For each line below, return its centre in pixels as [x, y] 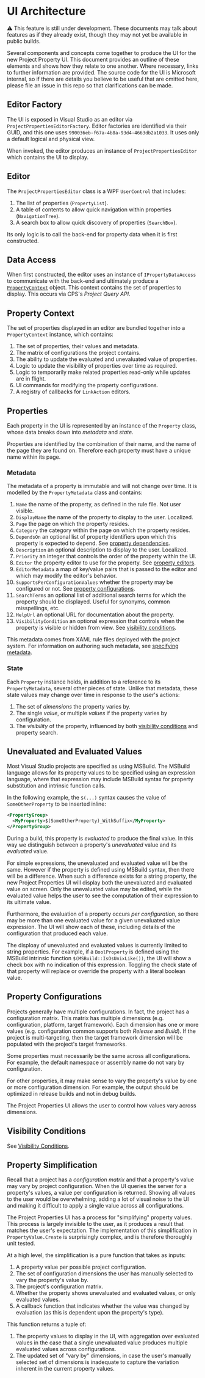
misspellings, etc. [38, 608]
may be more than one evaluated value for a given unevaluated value [94, 920]
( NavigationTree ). [38, 216]
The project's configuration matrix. [59, 1286]
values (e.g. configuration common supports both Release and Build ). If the [101, 1031]
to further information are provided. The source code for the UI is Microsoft [101, 72]
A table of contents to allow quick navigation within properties [93, 210]
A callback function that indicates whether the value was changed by [103, 1306]
